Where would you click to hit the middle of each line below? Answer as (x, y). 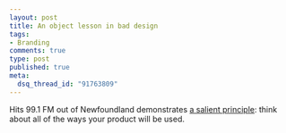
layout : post (34, 17)
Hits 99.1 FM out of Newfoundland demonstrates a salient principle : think (143, 109)
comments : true (38, 51)
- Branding (30, 42)
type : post (30, 59)
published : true (39, 68)
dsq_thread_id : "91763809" (68, 84)
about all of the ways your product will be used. (97, 119)
